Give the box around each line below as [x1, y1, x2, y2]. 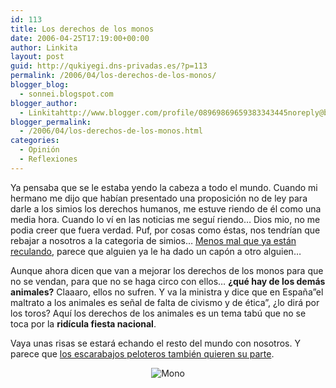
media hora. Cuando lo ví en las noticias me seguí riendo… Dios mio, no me [10, 213, 321, 225]
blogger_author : [10, 98, 78, 108]
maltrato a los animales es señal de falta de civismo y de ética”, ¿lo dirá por [10, 296, 320, 308]
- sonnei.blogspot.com [19, 89, 114, 99]
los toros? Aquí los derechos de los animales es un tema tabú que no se [10, 307, 307, 319]
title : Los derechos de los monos [10, 24, 155, 34]
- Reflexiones [19, 154, 78, 164]
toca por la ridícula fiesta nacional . [10, 317, 157, 330]
